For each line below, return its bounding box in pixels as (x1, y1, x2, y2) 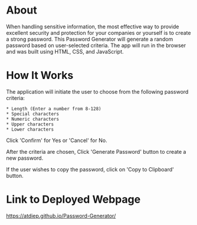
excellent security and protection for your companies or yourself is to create (6, 29, 191, 36)
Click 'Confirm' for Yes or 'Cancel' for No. (6, 137, 107, 144)
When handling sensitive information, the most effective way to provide (6, 23, 179, 30)
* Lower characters (6, 126, 54, 133)
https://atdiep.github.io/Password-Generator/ (6, 212, 116, 219)
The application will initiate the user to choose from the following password (6, 88, 189, 95)
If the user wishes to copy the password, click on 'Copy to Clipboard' (6, 166, 174, 173)
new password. (6, 154, 44, 161)
